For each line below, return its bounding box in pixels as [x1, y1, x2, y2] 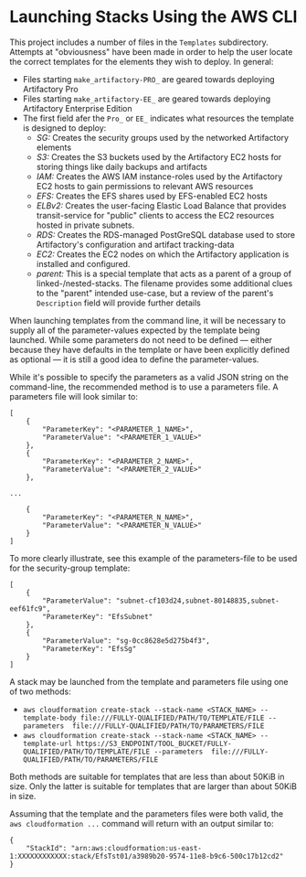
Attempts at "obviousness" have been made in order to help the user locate [9, 46, 293, 57]
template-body [22, 713, 77, 722]
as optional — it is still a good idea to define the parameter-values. [9, 354, 259, 365]
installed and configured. [36, 258, 131, 269]
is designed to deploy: [22, 122, 107, 134]
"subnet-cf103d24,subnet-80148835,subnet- [115, 596, 280, 605]
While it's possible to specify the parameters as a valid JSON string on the [9, 371, 290, 382]
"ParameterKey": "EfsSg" [42, 644, 137, 653]
